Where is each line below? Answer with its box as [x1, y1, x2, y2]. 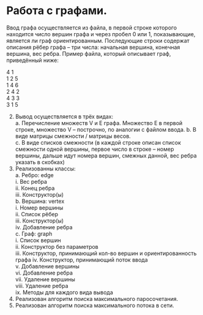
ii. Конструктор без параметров [15, 243, 99, 250]
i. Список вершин [15, 237, 61, 244]
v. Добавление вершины [15, 262, 79, 270]
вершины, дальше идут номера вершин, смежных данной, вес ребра [15, 151, 197, 159]
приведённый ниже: [6, 56, 59, 64]
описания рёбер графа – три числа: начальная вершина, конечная [6, 44, 180, 51]
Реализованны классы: [15, 165, 76, 172]
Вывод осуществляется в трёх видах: [15, 113, 114, 120]
